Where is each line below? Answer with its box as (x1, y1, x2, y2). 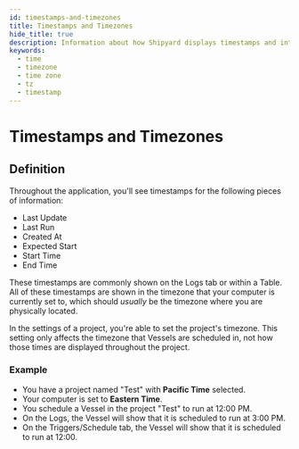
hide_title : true (9, 29, 74, 38)
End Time (21, 260, 58, 270)
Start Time (21, 250, 61, 261)
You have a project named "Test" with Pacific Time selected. (21, 384, 246, 395)
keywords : (9, 46, 46, 55)
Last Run (21, 221, 55, 232)
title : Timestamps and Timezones (9, 21, 133, 30)
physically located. (9, 305, 78, 316)
